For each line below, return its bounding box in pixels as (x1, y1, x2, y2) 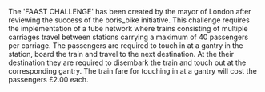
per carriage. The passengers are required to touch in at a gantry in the (8, 41, 243, 50)
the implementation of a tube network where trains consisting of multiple (8, 24, 248, 33)
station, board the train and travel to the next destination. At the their (8, 50, 235, 58)
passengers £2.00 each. (8, 75, 89, 84)
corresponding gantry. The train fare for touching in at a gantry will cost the (8, 66, 258, 75)
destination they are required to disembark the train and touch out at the (8, 58, 247, 67)
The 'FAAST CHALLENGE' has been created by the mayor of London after (8, 7, 251, 16)
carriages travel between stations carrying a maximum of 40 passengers (8, 32, 249, 42)
